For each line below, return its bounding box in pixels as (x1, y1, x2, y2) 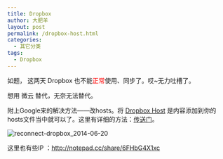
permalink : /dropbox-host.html (7, 30, 99, 37)
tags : (7, 50, 23, 57)
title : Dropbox (7, 10, 52, 18)
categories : (7, 37, 42, 44)
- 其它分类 (13, 43, 41, 50)
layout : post (7, 23, 46, 30)
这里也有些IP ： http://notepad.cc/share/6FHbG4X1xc (7, 144, 161, 152)
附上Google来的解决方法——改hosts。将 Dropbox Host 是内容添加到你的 (7, 106, 217, 115)
